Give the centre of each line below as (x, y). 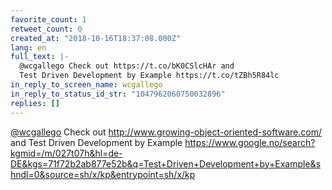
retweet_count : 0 (46, 29)
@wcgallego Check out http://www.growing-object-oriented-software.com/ (166, 132)
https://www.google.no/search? (250, 142)
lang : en (28, 47)
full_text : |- (40, 57)
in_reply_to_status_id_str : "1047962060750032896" (118, 94)
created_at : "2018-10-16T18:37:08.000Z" (96, 38)
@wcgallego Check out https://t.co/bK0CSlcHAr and (127, 66)
